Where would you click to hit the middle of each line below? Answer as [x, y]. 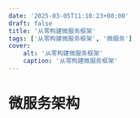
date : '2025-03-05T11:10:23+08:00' [69, 16]
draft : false [31, 23]
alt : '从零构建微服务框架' [63, 53]
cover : [20, 46]
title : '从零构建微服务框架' [52, 31]
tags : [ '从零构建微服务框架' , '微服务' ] [70, 38]
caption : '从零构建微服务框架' [70, 61]
